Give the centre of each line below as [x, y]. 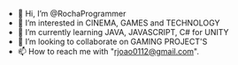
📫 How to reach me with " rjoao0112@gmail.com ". [108, 51]
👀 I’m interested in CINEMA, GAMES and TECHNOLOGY [119, 23]
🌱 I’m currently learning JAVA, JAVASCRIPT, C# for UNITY [123, 32]
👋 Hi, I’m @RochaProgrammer [72, 14]
